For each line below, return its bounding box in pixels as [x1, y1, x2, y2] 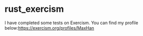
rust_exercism [4, 3, 64, 15]
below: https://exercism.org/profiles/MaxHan [4, 25, 94, 31]
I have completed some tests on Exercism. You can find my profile [4, 20, 139, 26]
